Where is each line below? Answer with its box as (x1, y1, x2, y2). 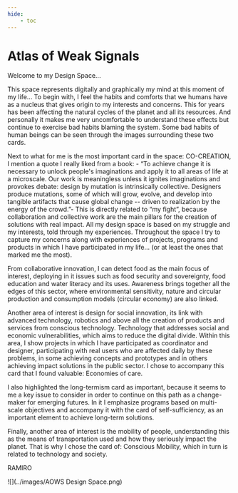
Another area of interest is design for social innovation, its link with (7, 308, 203, 317)
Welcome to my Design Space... (7, 71, 101, 80)
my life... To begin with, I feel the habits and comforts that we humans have (7, 93, 228, 101)
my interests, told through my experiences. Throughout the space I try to (7, 228, 221, 236)
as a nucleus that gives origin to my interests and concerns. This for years (7, 101, 225, 109)
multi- (200, 398, 217, 407)
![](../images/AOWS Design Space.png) (7, 477, 123, 486)
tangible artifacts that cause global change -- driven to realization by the (7, 198, 221, 206)
